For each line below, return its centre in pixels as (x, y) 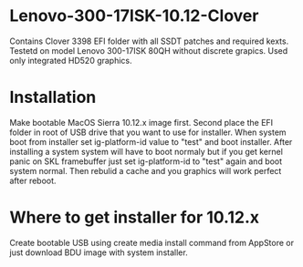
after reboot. (33, 180)
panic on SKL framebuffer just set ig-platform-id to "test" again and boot (146, 161)
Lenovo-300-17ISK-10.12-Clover (134, 16)
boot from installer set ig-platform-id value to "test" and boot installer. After (151, 141)
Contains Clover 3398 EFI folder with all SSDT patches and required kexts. (149, 41)
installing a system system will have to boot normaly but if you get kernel (146, 151)
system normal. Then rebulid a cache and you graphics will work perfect (146, 170)
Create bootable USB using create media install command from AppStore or (152, 242)
